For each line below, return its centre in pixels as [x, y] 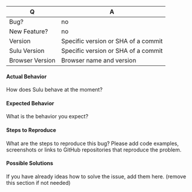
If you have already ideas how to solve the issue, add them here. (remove [96, 176]
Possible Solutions [30, 163]
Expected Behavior [30, 103]
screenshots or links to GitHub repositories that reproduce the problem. [94, 149]
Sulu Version [27, 51]
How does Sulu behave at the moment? [55, 90]
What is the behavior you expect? [47, 117]
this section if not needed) [38, 182]
